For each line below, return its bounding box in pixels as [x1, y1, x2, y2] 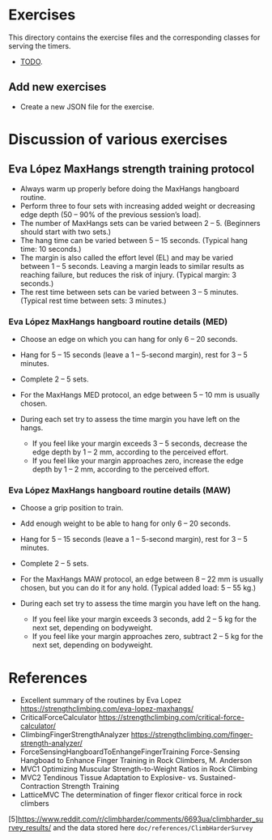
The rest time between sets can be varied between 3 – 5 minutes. [19, 287, 239, 296]
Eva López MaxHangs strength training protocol [8, 162, 255, 176]
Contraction [19, 782, 61, 791]
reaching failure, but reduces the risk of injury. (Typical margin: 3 [19, 270, 237, 279]
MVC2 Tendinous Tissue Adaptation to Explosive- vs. [19, 773, 198, 782]
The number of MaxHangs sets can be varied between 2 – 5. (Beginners [19, 218, 261, 228]
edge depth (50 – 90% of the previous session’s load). [19, 209, 202, 220]
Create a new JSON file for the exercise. [19, 101, 155, 111]
